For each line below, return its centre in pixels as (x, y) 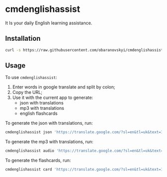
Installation (23, 39)
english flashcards (39, 113)
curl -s (13, 50)
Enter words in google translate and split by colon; (64, 87)
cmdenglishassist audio (30, 151)
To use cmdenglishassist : (31, 78)
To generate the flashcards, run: (38, 161)
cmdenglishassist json (29, 132)
